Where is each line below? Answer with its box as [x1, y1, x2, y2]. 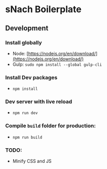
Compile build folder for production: [5, 122, 96, 129]
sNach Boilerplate [5, 4, 82, 15]
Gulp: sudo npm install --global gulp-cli [12, 61, 102, 67]
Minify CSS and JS [12, 158, 52, 164]
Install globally [5, 39, 42, 46]
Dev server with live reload [5, 98, 72, 105]
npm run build [12, 134, 42, 140]
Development [5, 24, 49, 32]
